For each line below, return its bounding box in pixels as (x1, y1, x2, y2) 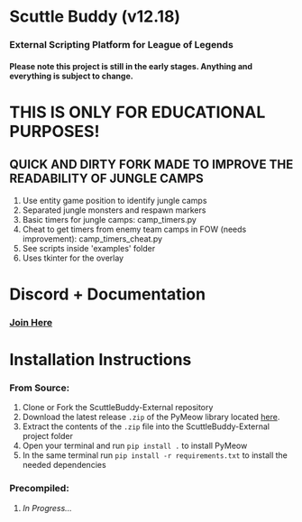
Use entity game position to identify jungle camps (22, 195, 207, 206)
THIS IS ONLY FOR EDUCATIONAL (9, 102, 266, 123)
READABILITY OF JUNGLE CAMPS (9, 171, 205, 187)
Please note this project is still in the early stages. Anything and (9, 60, 253, 71)
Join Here (9, 316, 53, 328)
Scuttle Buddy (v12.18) (9, 6, 181, 27)
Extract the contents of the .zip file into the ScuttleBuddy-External (22, 421, 270, 432)
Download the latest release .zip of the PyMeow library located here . (22, 412, 280, 423)
